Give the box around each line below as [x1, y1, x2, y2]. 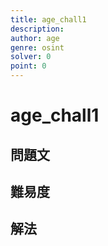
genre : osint [10, 42, 65, 53]
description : [10, 24, 65, 34]
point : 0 [10, 61, 47, 71]
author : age [10, 33, 60, 43]
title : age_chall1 [10, 14, 87, 25]
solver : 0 [10, 52, 52, 62]
